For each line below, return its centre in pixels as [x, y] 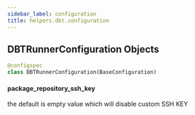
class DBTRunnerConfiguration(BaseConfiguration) [82, 72]
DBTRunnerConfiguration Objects [83, 49]
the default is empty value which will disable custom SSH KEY [98, 104]
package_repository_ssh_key [51, 88]
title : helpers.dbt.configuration [58, 21]
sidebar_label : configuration [52, 14]
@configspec [25, 66]
